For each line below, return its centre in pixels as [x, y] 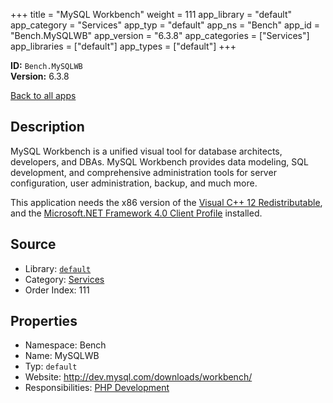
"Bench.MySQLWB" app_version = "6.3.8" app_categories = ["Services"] [160, 35]
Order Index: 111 [57, 290]
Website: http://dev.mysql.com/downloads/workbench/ [138, 377]
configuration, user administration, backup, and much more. [134, 183]
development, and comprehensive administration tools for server [143, 172]
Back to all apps [43, 95]
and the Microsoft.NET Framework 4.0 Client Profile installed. [136, 213]
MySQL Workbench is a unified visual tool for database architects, [146, 151]
